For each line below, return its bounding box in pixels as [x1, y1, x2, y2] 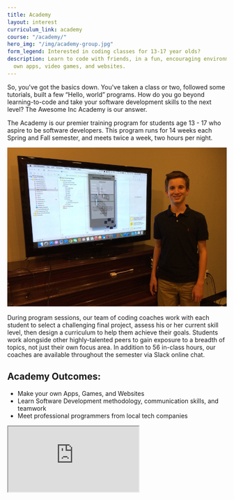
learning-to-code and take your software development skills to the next [7, 98, 212, 106]
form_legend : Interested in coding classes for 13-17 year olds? [7, 48, 201, 55]
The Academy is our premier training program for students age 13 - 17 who [7, 119, 221, 127]
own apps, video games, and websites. [13, 63, 127, 70]
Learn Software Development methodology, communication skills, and [17, 397, 219, 405]
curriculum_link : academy [7, 26, 82, 33]
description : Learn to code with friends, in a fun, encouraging [7, 56, 201, 63]
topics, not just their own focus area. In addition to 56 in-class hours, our [7, 343, 216, 351]
